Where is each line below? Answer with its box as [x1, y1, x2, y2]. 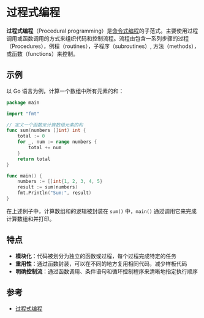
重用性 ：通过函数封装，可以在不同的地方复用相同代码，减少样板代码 [15, 260, 187, 267]
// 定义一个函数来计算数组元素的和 [6, 122, 83, 128]
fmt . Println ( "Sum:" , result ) [17, 190, 92, 196]
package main [6, 99, 40, 106]
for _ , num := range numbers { [17, 139, 97, 145]
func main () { [6, 173, 43, 179]
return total [17, 156, 51, 162]
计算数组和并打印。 [6, 215, 55, 222]
